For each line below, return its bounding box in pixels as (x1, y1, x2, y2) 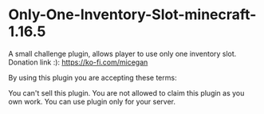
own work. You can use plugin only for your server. (8, 96, 175, 106)
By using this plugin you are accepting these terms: (8, 73, 177, 82)
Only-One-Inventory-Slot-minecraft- (8, 6, 257, 24)
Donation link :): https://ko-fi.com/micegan (8, 57, 148, 67)
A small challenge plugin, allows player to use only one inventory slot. (8, 49, 237, 58)
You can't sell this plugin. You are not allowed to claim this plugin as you (8, 88, 245, 97)
